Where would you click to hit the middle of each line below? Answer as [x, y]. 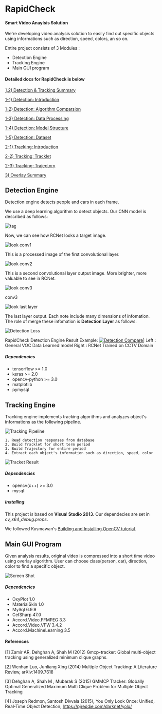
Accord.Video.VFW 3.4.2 [37, 625]
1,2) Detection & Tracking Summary [40, 90]
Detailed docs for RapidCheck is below [45, 79]
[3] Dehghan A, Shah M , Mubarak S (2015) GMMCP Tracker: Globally [75, 681]
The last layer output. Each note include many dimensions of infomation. [77, 316]
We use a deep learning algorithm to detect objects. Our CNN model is [76, 212]
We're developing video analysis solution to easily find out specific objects [80, 34]
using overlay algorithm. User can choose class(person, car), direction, [76, 561]
